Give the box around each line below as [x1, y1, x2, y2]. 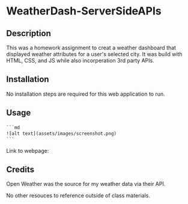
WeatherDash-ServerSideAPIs [6, 4, 162, 18]
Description [6, 28, 51, 39]
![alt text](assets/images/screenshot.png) [6, 131, 117, 137]
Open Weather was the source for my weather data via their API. [6, 181, 166, 188]
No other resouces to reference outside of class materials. [6, 192, 150, 199]
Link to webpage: [6, 147, 49, 154]
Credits [6, 164, 35, 175]
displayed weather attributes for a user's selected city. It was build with [6, 51, 183, 58]
